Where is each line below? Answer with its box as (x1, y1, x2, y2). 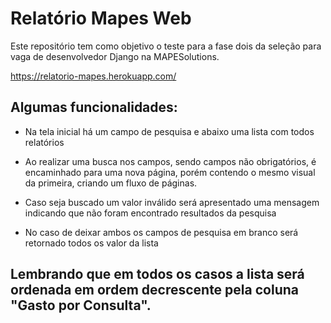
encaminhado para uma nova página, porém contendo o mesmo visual (24, 166, 316, 178)
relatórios (24, 136, 65, 148)
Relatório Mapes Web (10, 7, 192, 30)
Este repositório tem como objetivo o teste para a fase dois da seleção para (10, 40, 322, 52)
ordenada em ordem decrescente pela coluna (10, 282, 299, 299)
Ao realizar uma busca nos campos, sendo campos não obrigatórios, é (24, 155, 317, 167)
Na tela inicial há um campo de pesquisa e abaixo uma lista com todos (24, 125, 315, 137)
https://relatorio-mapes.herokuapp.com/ (10, 70, 177, 82)
